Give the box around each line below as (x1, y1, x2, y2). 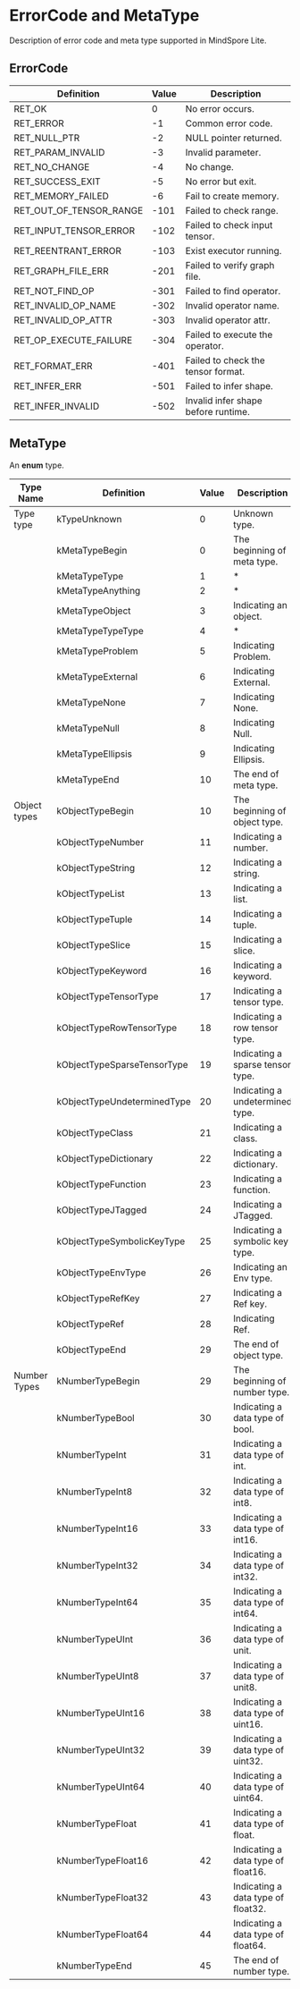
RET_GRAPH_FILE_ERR (13, 265, 109, 277)
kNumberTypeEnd (56, 1959, 132, 1972)
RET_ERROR (13, 117, 64, 130)
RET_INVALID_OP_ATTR (13, 314, 112, 326)
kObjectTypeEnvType (56, 1266, 146, 1279)
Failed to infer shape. (185, 379, 274, 392)
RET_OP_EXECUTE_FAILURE (13, 334, 133, 346)
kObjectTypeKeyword (56, 964, 147, 977)
